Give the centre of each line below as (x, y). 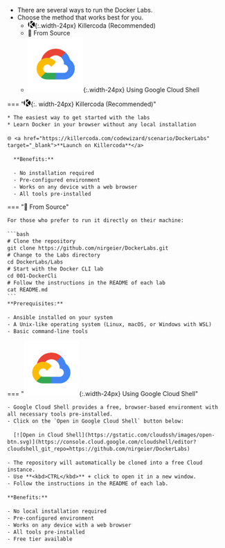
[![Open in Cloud (38, 435)
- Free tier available (40, 539)
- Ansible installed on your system (60, 318)
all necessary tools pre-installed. (60, 414)
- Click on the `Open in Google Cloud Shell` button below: (96, 421)
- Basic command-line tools (48, 332)
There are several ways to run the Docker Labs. (85, 10)
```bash (18, 234)
